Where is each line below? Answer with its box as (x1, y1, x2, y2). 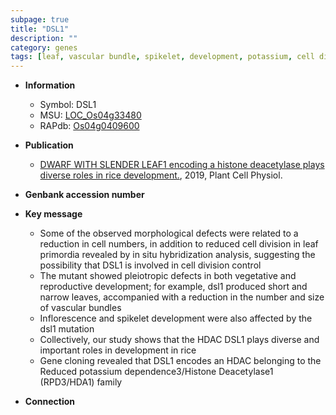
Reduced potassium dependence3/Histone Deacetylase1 (39, 366, 274, 378)
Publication (24, 139, 74, 151)
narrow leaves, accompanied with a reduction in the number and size (39, 291, 325, 303)
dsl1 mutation (39, 323, 95, 335)
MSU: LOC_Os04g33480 (39, 109, 142, 121)
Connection (24, 396, 75, 408)
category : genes (10, 42, 78, 53)
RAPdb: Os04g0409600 (39, 120, 140, 132)
